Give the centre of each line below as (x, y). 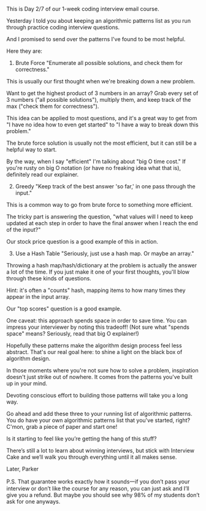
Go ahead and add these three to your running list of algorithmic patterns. (99, 414)
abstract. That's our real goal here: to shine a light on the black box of (94, 352)
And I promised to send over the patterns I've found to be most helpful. (96, 39)
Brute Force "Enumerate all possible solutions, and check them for (99, 63)
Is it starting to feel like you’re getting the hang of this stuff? (82, 439)
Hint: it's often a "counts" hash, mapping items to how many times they (96, 290)
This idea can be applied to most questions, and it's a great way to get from (102, 118)
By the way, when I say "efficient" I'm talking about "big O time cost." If (96, 161)
